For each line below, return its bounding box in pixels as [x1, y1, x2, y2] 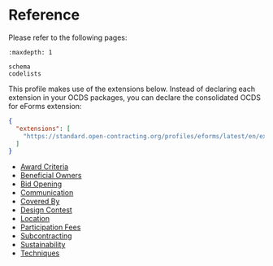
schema [8, 63, 31, 71]
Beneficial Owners [19, 171, 82, 181]
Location [19, 214, 50, 224]
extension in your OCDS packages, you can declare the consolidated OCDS [8, 92, 262, 102]
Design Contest [19, 205, 73, 215]
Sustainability [19, 240, 66, 250]
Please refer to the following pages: [8, 33, 128, 42]
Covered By [19, 197, 60, 207]
